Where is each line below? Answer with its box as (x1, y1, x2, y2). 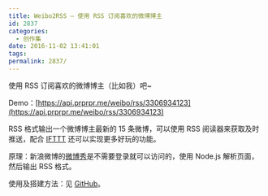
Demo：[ (8, 98, 39, 107)
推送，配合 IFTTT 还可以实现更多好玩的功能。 (8, 133, 161, 143)
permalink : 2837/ (8, 58, 67, 66)
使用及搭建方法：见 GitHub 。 (8, 178, 106, 188)
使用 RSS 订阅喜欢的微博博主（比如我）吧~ (8, 81, 153, 90)
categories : (8, 27, 49, 35)
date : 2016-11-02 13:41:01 (8, 42, 100, 50)
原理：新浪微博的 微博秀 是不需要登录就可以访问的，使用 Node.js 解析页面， (8, 151, 259, 161)
